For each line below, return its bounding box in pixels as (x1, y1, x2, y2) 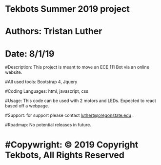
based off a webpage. (5, 103, 49, 109)
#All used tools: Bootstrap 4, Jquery (5, 79, 78, 85)
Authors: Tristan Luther (5, 26, 102, 37)
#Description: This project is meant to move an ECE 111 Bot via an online (5, 64, 150, 70)
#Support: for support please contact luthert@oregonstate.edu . (5, 112, 134, 118)
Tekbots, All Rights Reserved (5, 149, 124, 161)
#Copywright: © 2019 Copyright (5, 139, 139, 150)
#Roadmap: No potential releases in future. (5, 122, 91, 128)
